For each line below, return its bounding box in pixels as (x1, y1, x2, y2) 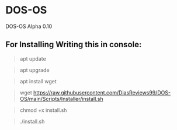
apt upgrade (19, 66, 50, 73)
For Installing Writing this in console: (5, 40, 142, 50)
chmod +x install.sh (19, 106, 67, 114)
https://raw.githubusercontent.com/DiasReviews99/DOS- (33, 89, 171, 96)
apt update (19, 55, 46, 62)
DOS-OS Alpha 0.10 (5, 23, 53, 30)
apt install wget (19, 78, 57, 85)
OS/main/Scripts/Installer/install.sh (19, 95, 103, 102)
